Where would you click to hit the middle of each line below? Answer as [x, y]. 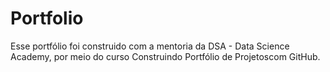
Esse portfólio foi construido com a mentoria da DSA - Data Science [150, 46]
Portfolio [47, 18]
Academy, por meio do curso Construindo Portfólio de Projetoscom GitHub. [165, 56]
